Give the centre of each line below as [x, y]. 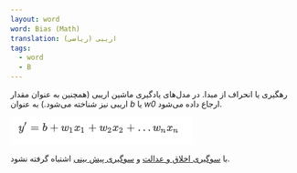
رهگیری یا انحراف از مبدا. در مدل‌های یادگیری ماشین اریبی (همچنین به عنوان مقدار [149, 94]
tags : [21, 48]
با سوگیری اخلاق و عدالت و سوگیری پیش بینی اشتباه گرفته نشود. [120, 158]
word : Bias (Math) [45, 29]
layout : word [35, 19]
